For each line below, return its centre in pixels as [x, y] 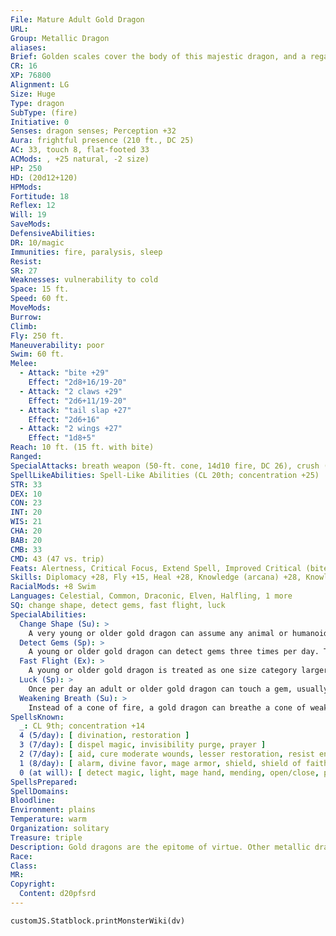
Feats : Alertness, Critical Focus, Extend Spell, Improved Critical [156, 568]
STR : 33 [26, 484]
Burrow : [26, 317]
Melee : [24, 364]
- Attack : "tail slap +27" [75, 410]
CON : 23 [26, 503]
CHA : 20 [26, 531]
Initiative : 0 [40, 122]
